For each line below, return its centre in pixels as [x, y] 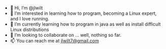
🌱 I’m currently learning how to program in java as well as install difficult [85, 24]
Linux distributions [30, 30]
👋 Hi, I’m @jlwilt [26, 8]
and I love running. [30, 19]
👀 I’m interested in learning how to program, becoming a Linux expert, [83, 13]
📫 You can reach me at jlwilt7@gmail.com [54, 41]
